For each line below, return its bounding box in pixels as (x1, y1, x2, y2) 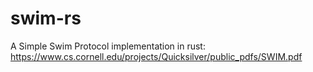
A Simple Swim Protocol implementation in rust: (10, 40, 206, 52)
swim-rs (10, 7, 82, 30)
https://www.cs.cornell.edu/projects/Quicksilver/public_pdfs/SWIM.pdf (10, 50, 303, 62)
